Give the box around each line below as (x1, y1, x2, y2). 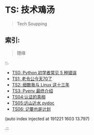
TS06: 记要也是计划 (12, 106, 51, 112)
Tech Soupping (16, 20, 47, 27)
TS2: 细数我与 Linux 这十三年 (12, 82, 70, 87)
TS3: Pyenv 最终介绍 (12, 88, 54, 94)
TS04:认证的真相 (12, 94, 46, 100)
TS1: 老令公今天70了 (12, 76, 53, 82)
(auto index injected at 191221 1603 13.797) (5, 116, 90, 121)
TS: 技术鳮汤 (5, 4, 55, 16)
